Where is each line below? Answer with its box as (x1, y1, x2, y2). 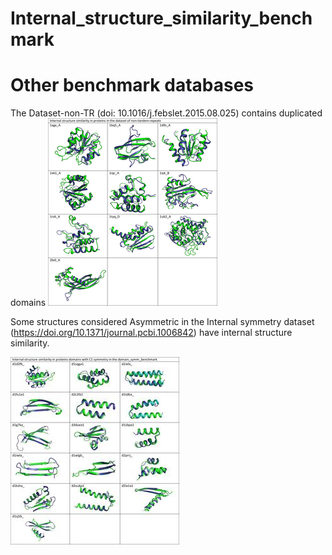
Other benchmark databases (10, 74, 255, 97)
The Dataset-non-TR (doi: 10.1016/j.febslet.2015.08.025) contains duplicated (10, 107, 323, 119)
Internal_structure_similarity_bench (10, 7, 313, 30)
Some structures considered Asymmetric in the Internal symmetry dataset (10, 316, 315, 328)
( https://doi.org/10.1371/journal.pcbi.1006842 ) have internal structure (10, 327, 293, 339)
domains (10, 297, 47, 309)
